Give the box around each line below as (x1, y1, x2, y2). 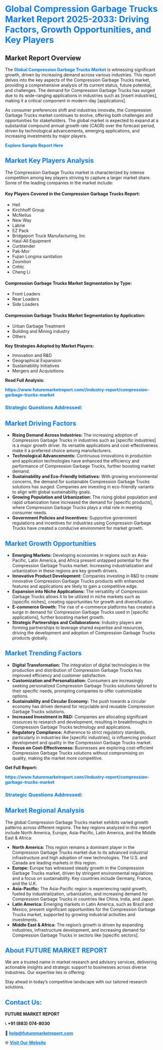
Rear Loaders (12, 296, 39, 302)
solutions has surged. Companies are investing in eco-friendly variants (12, 484, 154, 490)
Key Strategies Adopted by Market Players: (5, 343, 94, 349)
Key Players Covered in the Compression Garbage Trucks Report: (5, 191, 140, 197)
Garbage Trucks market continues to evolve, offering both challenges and (5, 112, 153, 118)
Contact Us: (5, 998, 42, 1006)
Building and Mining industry (12, 329, 70, 334)
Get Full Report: (5, 764, 37, 770)
